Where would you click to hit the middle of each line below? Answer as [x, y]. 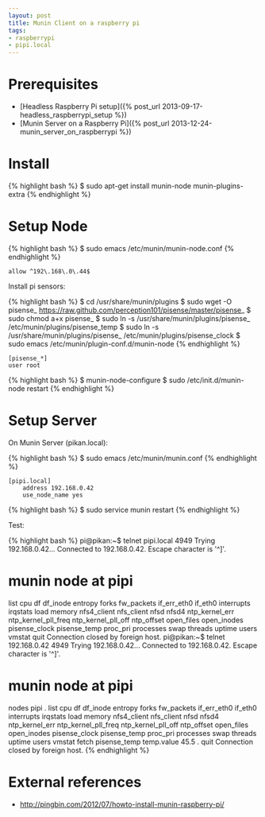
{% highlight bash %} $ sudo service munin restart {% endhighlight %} [124, 509]
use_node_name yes [53, 495]
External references [75, 782]
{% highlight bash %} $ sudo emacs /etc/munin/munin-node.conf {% [121, 248]
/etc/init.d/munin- [215, 380]
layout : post [30, 15]
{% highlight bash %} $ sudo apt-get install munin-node [100, 186]
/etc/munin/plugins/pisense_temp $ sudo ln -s [84, 327]
